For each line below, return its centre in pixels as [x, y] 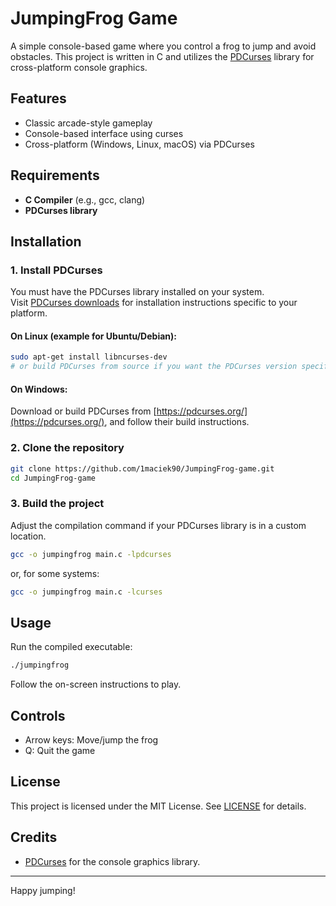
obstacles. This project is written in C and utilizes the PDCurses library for [162, 56]
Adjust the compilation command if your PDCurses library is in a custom [158, 525]
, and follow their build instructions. [177, 422]
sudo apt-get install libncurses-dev [89, 357]
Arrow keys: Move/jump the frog [91, 740]
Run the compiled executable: [71, 647]
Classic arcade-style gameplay [88, 123]
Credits [34, 837]
